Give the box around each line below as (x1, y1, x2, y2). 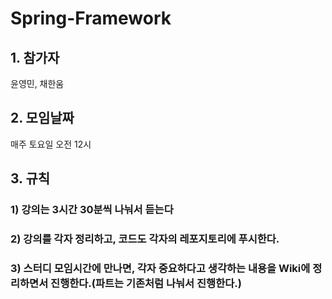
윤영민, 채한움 (10, 78, 65, 89)
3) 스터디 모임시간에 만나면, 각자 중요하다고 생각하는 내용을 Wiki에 (10, 261, 311, 275)
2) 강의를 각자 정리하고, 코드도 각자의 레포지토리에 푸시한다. (10, 232, 280, 246)
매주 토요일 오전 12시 (10, 138, 92, 150)
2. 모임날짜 (10, 110, 75, 127)
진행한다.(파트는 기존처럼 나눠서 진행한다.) (50, 276, 242, 290)
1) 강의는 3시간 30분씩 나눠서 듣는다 (10, 203, 174, 217)
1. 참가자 (10, 49, 60, 66)
